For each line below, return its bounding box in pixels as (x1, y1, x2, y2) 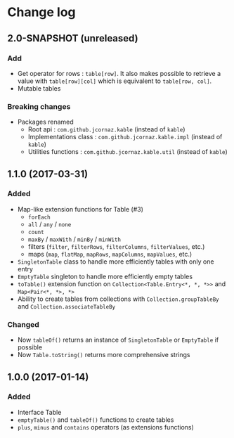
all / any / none (27, 219, 72, 228)
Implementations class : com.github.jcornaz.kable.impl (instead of (27, 133, 223, 141)
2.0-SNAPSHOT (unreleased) (7, 32, 138, 44)
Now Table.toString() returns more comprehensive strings (17, 351, 190, 359)
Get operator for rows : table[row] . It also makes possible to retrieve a (17, 69, 221, 77)
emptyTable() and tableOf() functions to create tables (17, 416, 174, 424)
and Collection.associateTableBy (17, 302, 116, 310)
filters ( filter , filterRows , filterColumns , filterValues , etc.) (27, 242, 205, 250)
